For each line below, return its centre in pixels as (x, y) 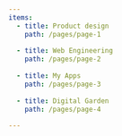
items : (21, 17)
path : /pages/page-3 (63, 84)
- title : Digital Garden (63, 101)
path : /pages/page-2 (63, 59)
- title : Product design (63, 26)
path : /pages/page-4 (63, 109)
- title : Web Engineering (65, 51)
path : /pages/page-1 (63, 34)
